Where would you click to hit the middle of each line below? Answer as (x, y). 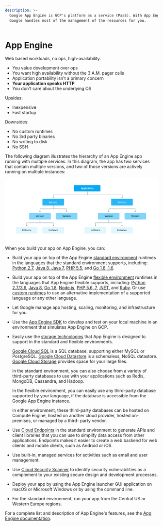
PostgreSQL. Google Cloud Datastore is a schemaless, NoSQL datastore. (85, 356)
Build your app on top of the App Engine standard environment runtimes (84, 258)
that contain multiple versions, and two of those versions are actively (74, 167)
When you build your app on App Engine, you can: (55, 248)
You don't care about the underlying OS (52, 89)
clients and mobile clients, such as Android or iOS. (62, 446)
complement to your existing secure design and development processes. (85, 475)
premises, (22, 421)
